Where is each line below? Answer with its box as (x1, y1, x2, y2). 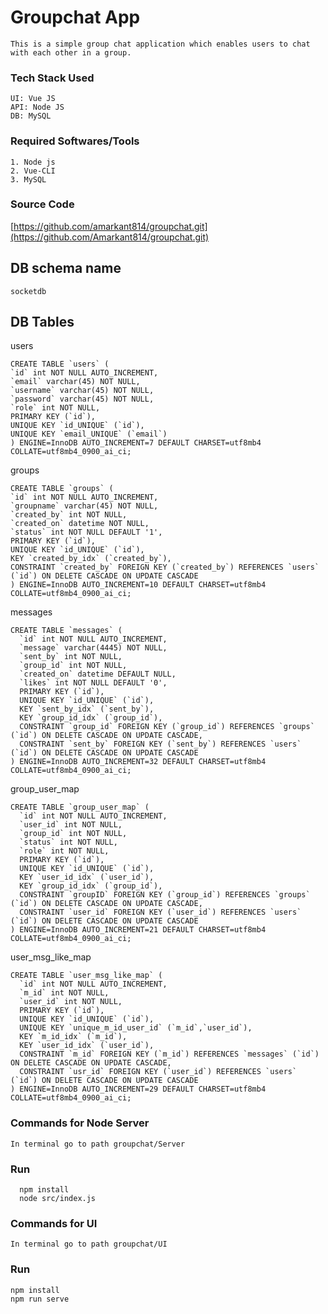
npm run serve (10, 1294, 70, 1304)
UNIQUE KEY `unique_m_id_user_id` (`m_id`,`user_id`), (19, 1023, 253, 1033)
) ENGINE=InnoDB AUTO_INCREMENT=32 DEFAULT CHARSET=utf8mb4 (10, 757, 267, 767)
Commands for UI (10, 1216, 98, 1230)
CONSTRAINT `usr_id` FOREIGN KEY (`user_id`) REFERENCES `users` (19, 1067, 298, 1077)
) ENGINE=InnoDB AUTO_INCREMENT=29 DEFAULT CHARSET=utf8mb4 (10, 1084, 267, 1095)
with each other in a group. (10, 47, 132, 58)
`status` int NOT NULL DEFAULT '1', (10, 527, 163, 538)
